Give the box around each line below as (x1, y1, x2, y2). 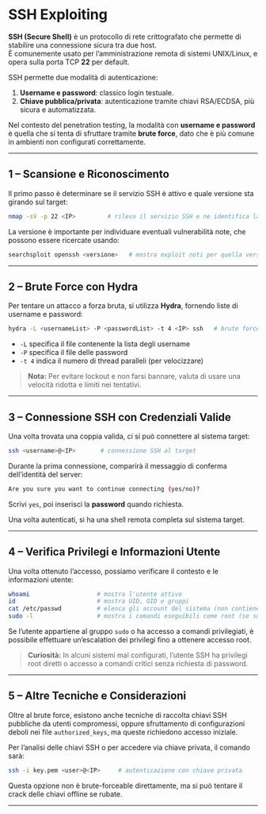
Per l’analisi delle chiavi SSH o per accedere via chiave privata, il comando (8, 743, 251, 752)
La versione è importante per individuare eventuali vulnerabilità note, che (8, 226, 246, 236)
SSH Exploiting (8, 6, 108, 24)
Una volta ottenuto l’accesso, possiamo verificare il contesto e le (8, 566, 219, 576)
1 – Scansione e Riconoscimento (8, 168, 170, 181)
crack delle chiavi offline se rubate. (8, 789, 123, 799)
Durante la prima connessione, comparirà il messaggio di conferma (8, 461, 227, 470)
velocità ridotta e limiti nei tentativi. (27, 380, 142, 390)
